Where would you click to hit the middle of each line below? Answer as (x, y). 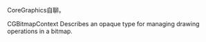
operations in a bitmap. (40, 31)
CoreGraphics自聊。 (36, 10)
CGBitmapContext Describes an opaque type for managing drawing (103, 24)
